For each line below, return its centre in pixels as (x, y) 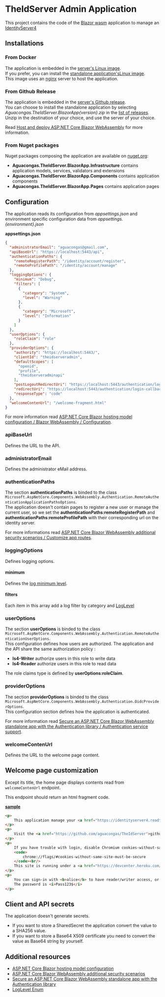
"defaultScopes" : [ (34, 362)
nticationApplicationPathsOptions (41, 502)
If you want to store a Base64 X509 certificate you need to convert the (84, 936)
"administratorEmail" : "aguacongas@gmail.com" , (59, 247)
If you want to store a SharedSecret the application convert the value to (84, 926)
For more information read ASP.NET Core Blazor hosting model (69, 417)
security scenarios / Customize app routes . (49, 538)
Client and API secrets (40, 904)
